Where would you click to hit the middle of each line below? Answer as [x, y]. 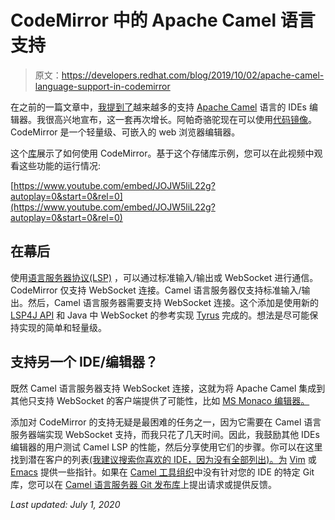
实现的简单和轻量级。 [62, 327]
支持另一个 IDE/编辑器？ [84, 362]
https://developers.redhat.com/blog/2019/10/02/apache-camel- [193, 75]
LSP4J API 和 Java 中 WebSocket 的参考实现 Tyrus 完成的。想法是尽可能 [160, 315]
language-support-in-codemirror [102, 86]
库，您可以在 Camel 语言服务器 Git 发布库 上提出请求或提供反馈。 [144, 484]
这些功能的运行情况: [60, 165]
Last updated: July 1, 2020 [65, 504]
